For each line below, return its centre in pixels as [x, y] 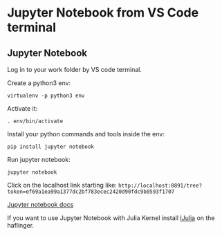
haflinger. [21, 225]
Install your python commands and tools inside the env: [86, 134]
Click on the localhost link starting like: [62, 185]
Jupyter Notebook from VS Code [103, 13]
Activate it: [22, 108]
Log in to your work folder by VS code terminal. [74, 70]
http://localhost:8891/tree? [160, 185]
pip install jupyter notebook [51, 147]
